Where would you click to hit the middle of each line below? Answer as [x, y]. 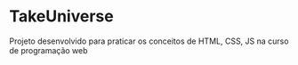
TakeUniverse [61, 16]
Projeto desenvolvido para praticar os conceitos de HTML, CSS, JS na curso [149, 41]
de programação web [48, 50]
